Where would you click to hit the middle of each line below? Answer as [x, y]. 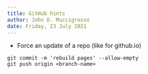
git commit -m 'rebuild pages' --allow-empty [73, 58]
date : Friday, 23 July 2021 [47, 26]
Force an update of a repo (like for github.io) [79, 46]
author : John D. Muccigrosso [48, 20]
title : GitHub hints [36, 13]
